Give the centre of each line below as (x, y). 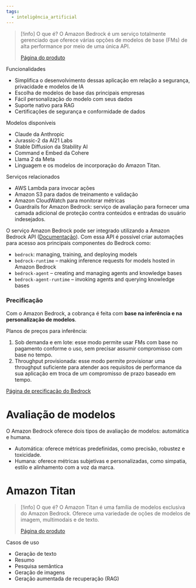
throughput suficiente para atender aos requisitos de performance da (98, 367)
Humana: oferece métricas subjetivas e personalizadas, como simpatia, (101, 461)
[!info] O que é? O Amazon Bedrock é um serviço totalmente (93, 33)
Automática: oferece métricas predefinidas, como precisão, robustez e (100, 448)
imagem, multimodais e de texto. (60, 519)
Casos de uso (23, 542)
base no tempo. (33, 355)
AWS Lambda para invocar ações (55, 188)
